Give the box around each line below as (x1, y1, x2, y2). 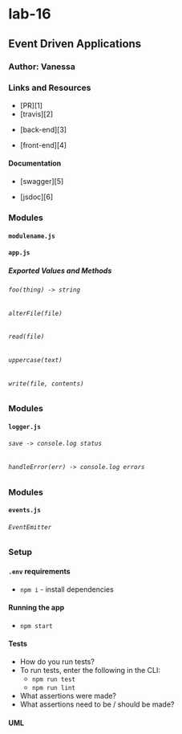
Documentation (8, 158, 62, 169)
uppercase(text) (8, 356, 63, 364)
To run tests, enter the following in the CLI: (19, 665, 161, 675)
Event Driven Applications (8, 37, 142, 51)
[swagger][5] (19, 177, 64, 186)
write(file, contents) (8, 379, 84, 388)
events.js (8, 507, 42, 515)
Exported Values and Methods (8, 266, 112, 275)
